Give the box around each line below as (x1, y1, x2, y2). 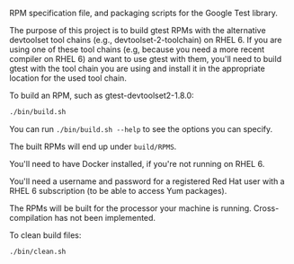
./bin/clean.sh (9, 247, 67, 256)
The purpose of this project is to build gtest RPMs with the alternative (9, 25, 267, 35)
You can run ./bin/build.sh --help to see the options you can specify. (9, 123, 273, 134)
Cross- (253, 202, 280, 214)
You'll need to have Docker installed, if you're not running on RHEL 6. (9, 158, 265, 169)
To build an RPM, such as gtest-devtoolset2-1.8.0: (9, 90, 195, 101)
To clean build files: (9, 229, 82, 241)
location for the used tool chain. (9, 73, 128, 84)
